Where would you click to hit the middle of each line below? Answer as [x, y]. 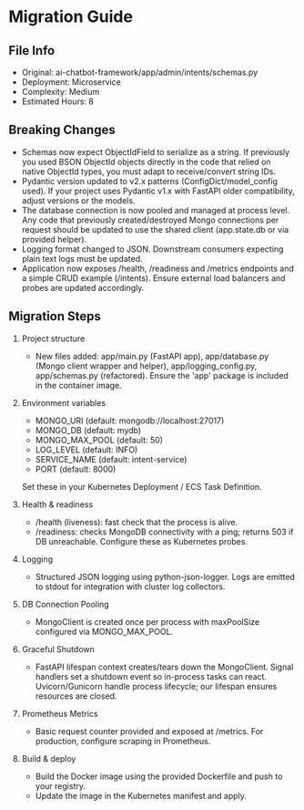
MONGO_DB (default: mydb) [88, 430]
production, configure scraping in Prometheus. [123, 741]
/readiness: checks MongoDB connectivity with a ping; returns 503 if [164, 532]
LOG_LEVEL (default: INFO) [86, 450]
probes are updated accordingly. [83, 287]
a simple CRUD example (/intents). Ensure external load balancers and [153, 278]
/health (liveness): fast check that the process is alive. [137, 522]
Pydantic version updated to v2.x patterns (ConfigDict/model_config [150, 181]
